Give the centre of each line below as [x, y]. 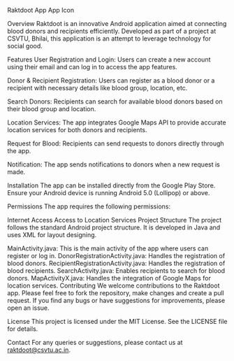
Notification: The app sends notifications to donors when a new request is [114, 164]
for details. [23, 329]
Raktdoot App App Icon [41, 10]
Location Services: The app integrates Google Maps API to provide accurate [117, 122]
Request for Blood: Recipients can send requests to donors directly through [116, 143]
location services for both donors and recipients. [78, 130]
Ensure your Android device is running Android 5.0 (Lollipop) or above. [109, 193]
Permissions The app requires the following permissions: [89, 206]
